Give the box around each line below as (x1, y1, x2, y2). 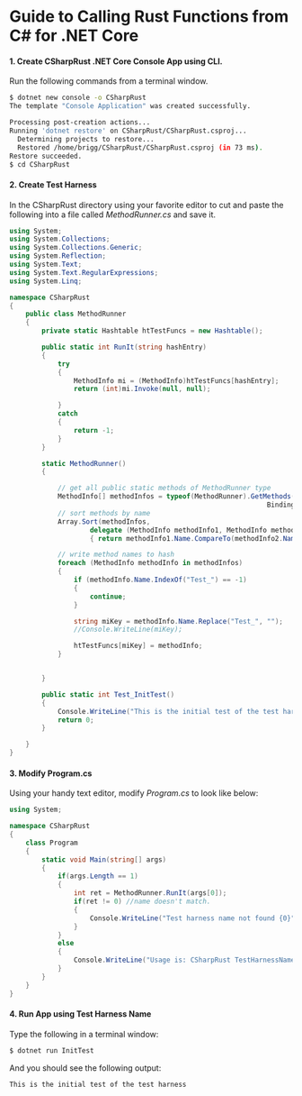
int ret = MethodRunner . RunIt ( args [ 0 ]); (73, 889, 227, 898)
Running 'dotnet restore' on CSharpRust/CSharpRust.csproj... (9, 126, 247, 136)
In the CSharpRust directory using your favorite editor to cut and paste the (9, 199, 285, 210)
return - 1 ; (73, 425, 115, 434)
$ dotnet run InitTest (9, 1046, 94, 1055)
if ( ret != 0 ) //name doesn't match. (73, 897, 211, 907)
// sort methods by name (57, 508, 151, 517)
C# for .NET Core (9, 25, 139, 46)
